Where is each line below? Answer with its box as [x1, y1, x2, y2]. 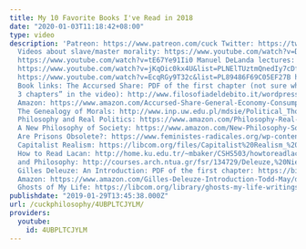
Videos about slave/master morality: [17, 47, 161, 57]
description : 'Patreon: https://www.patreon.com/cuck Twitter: [9, 38, 255, 48]
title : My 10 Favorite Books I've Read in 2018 [9, 13, 194, 23]
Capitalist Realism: [17, 140, 96, 150]
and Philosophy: [17, 157, 79, 167]
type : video [9, 30, 55, 39]
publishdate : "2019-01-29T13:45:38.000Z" [9, 192, 169, 201]
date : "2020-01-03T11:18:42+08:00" [9, 22, 145, 31]
